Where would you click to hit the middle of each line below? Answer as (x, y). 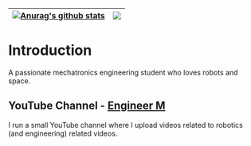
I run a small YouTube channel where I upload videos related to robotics (125, 125)
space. (20, 81)
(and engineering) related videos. (63, 133)
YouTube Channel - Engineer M (87, 106)
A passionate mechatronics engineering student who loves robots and (123, 72)
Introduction (50, 50)
